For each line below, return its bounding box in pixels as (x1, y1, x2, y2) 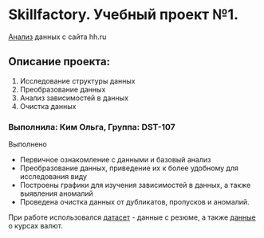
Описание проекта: (8, 55, 110, 68)
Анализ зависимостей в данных (19, 93, 129, 103)
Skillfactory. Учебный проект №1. (8, 6, 239, 24)
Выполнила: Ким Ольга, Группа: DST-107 (8, 121, 175, 132)
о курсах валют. (8, 221, 64, 231)
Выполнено (8, 139, 48, 149)
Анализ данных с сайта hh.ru (8, 32, 107, 41)
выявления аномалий (19, 189, 93, 198)
